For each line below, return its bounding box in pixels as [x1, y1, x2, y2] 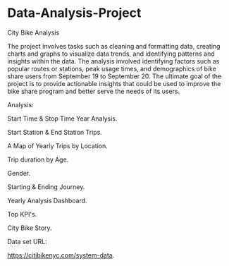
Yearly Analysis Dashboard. [7, 196, 87, 205]
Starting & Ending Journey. [7, 182, 85, 191]
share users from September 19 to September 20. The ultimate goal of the [7, 72, 222, 80]
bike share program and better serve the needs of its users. [7, 87, 180, 95]
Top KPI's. [7, 210, 37, 218]
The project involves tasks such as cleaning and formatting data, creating [7, 42, 221, 50]
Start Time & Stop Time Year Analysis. [7, 114, 118, 123]
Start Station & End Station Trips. [7, 128, 102, 136]
